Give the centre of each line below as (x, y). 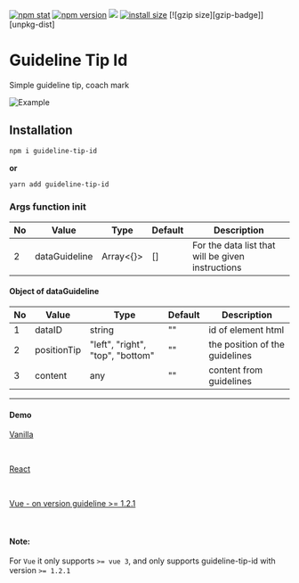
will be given (218, 256)
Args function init (48, 207)
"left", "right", (118, 345)
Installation (41, 131)
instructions (217, 267)
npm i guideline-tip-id (53, 151)
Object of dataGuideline (54, 291)
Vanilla (21, 435)
